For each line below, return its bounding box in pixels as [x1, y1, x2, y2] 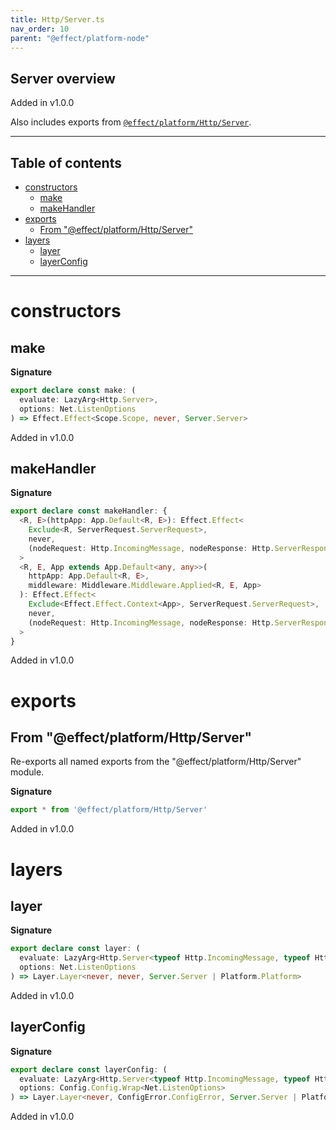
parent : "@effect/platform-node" [10, 33, 150, 43]
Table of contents [10, 154, 122, 171]
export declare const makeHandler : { [10, 506, 168, 516]
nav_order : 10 [10, 24, 70, 34]
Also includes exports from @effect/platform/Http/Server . [10, 116, 252, 128]
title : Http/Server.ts [10, 14, 105, 25]
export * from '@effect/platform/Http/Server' [10, 805, 208, 815]
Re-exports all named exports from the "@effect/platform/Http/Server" [10, 756, 302, 768]
